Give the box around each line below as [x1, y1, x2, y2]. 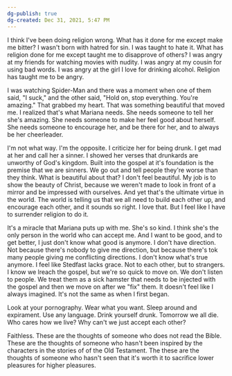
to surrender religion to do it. [7, 210, 89, 219]
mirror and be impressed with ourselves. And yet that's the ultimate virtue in [7, 188, 224, 196]
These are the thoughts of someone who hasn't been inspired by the [7, 339, 203, 347]
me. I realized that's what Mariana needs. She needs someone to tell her [7, 108, 213, 117]
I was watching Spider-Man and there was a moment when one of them [7, 86, 211, 94]
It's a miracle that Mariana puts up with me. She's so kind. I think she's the [7, 223, 220, 232]
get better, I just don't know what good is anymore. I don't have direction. [7, 238, 216, 246]
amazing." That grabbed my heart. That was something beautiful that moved [7, 101, 225, 109]
